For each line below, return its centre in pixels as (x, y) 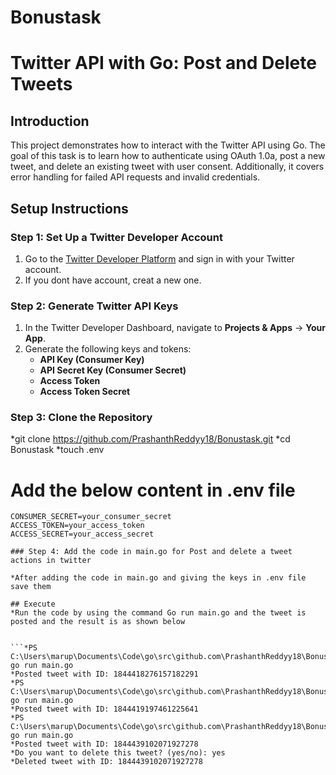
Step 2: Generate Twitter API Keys (94, 306)
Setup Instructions (69, 208)
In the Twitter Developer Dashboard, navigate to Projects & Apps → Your (175, 328)
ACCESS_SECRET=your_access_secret (82, 534)
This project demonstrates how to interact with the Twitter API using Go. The (168, 145)
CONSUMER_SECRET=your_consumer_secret (91, 517)
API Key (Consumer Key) (92, 360)
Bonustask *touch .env (57, 450)
